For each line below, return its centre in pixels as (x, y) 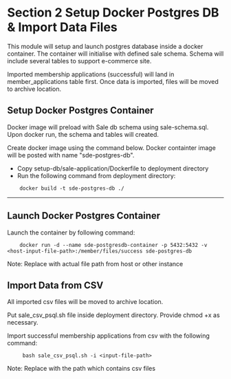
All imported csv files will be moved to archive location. (85, 302)
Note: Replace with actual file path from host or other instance (95, 263)
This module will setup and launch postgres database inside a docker (105, 46)
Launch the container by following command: (71, 232)
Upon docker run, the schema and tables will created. (83, 134)
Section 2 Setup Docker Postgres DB (113, 13)
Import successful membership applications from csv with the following (108, 336)
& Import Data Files (63, 27)
